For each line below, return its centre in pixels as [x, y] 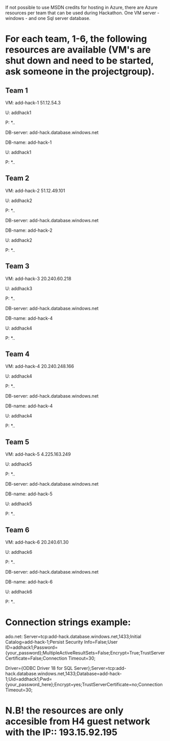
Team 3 [17, 266]
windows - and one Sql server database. [48, 18]
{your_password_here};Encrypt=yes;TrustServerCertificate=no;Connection [84, 684]
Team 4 [17, 354]
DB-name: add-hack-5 [29, 494]
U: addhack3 [19, 288]
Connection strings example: [68, 623]
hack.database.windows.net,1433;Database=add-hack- [64, 673]
